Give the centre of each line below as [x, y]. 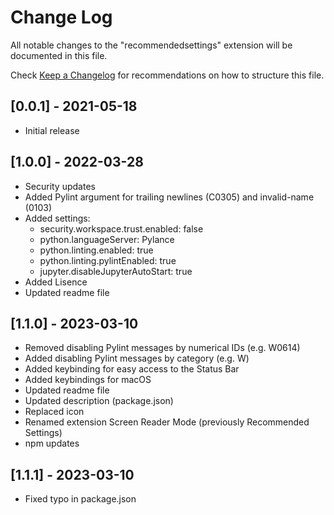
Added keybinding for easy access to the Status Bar [132, 369]
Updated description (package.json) [99, 401]
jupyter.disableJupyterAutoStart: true [116, 271]
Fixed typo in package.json [80, 499]
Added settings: [57, 218]
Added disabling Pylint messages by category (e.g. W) [137, 358]
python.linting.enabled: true [96, 250]
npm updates [52, 443]
